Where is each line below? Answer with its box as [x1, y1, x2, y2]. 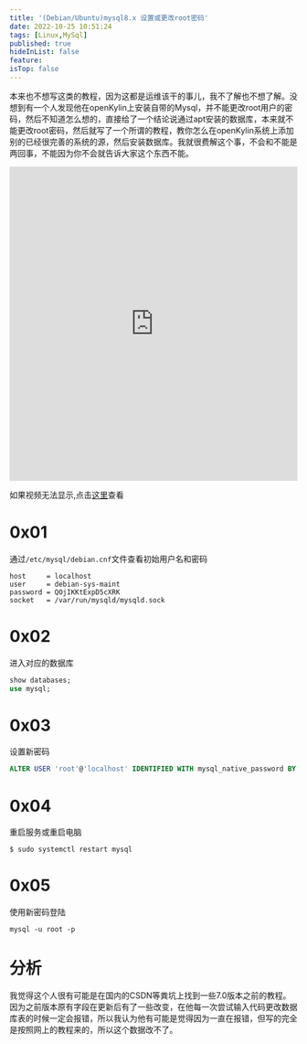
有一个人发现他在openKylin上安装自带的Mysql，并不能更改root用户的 [25, 101, 285, 112]
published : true [9, 38, 71, 48]
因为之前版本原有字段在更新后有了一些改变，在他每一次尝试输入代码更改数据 [9, 1002, 298, 1013]
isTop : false [9, 65, 59, 74]
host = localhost [9, 571, 92, 581]
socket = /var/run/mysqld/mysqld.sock [9, 595, 166, 604]
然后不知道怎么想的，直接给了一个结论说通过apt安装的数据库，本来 [25, 113, 279, 124]
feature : [9, 56, 43, 65]
